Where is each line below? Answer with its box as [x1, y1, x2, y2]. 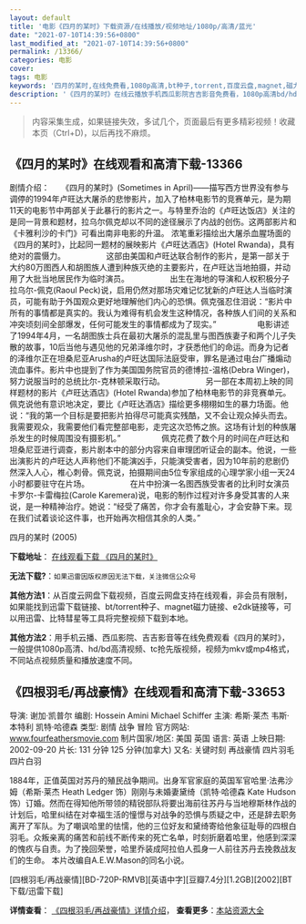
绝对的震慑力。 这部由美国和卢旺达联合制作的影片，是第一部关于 [9, 251, 290, 262]
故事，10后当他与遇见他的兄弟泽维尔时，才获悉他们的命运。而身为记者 [25, 342, 290, 353]
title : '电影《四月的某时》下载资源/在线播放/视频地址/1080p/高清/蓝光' [9, 22, 257, 31]
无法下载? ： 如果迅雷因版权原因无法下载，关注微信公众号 [9, 570, 197, 581]
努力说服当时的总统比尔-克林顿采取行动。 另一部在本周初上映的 [9, 375, 286, 387]
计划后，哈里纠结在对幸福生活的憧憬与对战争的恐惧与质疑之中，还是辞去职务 [9, 809, 297, 820]
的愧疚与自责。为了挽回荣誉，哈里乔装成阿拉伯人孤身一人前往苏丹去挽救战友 [9, 844, 297, 855]
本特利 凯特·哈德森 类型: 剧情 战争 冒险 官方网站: [9, 722, 189, 733]
